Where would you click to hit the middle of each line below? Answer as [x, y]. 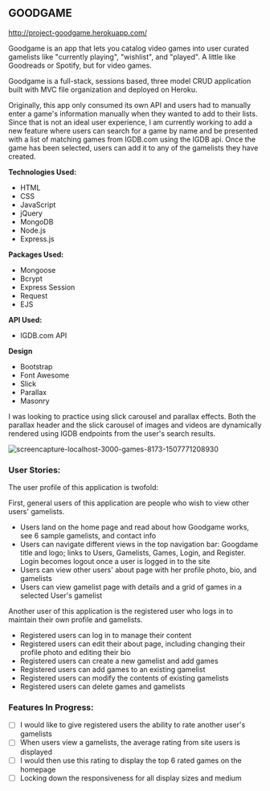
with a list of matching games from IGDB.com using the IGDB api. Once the [132, 139]
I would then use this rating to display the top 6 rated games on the [131, 760]
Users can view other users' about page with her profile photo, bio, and [138, 570]
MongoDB [37, 221]
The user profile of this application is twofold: [84, 488]
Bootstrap [36, 366]
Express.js [37, 239]
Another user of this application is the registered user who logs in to [121, 612]
